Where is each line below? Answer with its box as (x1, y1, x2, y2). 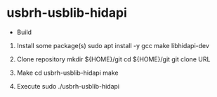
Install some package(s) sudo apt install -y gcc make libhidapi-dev (16, 41, 210, 50)
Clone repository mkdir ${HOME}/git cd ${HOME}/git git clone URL (16, 54, 211, 64)
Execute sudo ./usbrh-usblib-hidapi (16, 82, 120, 90)
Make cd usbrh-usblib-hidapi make (16, 68, 119, 77)
